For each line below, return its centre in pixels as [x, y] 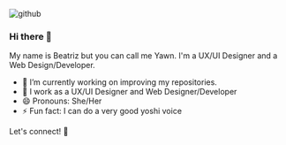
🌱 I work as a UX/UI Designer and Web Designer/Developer [129, 92]
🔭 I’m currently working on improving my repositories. [120, 82]
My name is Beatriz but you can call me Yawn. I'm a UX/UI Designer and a [143, 56]
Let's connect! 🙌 [39, 132]
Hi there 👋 [31, 36]
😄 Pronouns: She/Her [62, 101]
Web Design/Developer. [52, 65]
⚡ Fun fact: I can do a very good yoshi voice [102, 111]
